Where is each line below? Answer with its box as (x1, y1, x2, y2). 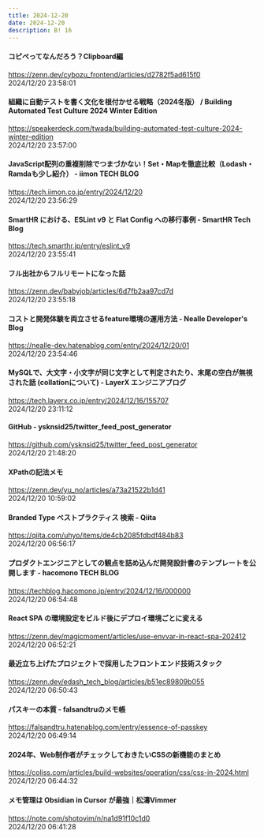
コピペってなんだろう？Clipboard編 (8, 51, 124, 61)
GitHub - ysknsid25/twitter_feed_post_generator (8, 422, 172, 432)
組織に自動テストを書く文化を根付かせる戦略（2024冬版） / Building (8, 97, 232, 107)
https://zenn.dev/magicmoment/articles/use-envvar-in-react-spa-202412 (8, 631, 247, 641)
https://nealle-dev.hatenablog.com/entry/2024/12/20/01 (8, 340, 190, 350)
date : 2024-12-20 (8, 19, 65, 27)
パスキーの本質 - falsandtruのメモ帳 (8, 704, 126, 714)
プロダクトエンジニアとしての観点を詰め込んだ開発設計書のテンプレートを (8, 558, 250, 567)
